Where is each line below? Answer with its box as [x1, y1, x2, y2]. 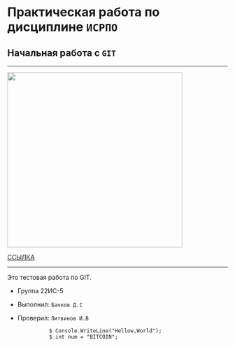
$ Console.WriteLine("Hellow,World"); [48, 327, 162, 334]
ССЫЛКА [7, 253, 35, 261]
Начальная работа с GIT [7, 47, 117, 59]
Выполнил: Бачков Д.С [17, 300, 83, 309]
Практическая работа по [7, 4, 160, 20]
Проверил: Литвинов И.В [17, 314, 90, 322]
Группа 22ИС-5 [17, 287, 64, 295]
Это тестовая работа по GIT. [7, 274, 92, 281]
